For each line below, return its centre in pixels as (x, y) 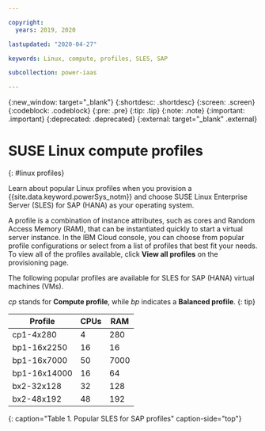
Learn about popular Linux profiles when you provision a (100, 189)
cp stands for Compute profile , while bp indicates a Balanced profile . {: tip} (132, 302)
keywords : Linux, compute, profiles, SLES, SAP (88, 59)
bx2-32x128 (37, 387)
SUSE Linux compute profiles (106, 151)
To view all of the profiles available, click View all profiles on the (114, 254)
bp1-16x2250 (40, 348)
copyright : (26, 22)
